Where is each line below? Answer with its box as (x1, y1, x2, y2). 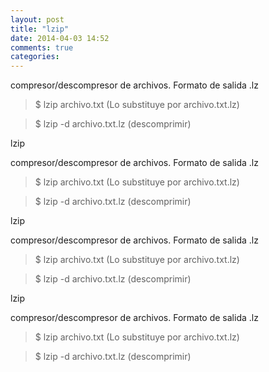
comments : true (10, 42, 74, 53)
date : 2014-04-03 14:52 (10, 33, 110, 43)
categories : (10, 52, 60, 62)
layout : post (10, 14, 65, 25)
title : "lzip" (10, 24, 70, 34)
